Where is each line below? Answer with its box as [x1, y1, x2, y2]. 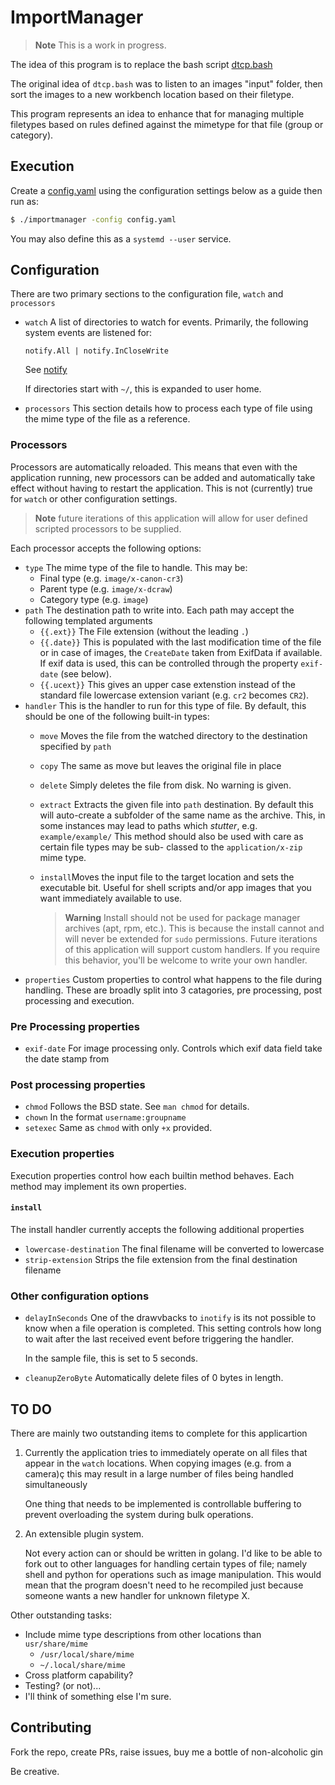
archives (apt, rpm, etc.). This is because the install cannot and [64, 922, 325, 934]
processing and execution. [24, 994, 135, 1006]
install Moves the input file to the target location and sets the [39, 871, 295, 883]
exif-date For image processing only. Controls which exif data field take [24, 1042, 323, 1055]
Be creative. [10, 1765, 60, 1777]
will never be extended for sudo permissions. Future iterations [64, 932, 318, 945]
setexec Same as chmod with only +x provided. [24, 1122, 213, 1134]
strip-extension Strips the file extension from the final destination [24, 1253, 298, 1265]
